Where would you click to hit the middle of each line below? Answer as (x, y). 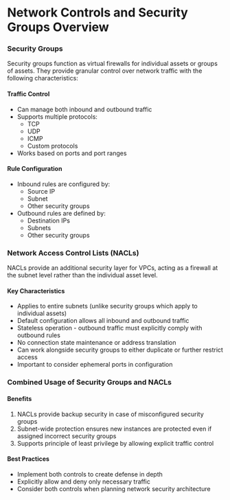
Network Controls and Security (98, 13)
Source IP (41, 191)
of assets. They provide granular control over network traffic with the (105, 71)
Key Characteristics (36, 291)
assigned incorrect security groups (67, 436)
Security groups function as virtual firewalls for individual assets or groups (113, 64)
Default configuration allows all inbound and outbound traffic (103, 321)
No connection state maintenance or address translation (96, 343)
